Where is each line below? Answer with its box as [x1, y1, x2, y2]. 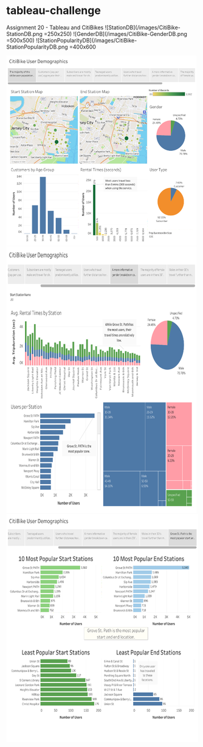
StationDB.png [6, 30, 43, 37]
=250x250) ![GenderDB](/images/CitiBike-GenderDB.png [43, 30, 187, 37]
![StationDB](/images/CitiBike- [105, 24, 181, 31]
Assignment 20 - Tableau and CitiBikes [6, 24, 104, 31]
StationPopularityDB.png [6, 43, 68, 50]
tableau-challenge [6, 4, 101, 18]
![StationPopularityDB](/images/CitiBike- [35, 36, 137, 44]
